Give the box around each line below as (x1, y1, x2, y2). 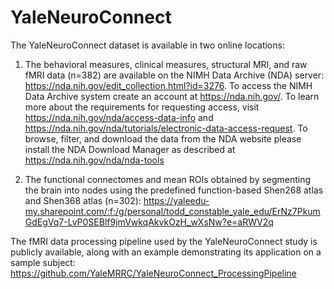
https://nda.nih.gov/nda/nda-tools (24, 154, 165, 166)
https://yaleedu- (143, 194, 210, 206)
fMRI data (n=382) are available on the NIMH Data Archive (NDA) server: (24, 69, 325, 81)
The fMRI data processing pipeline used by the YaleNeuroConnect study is (10, 235, 318, 247)
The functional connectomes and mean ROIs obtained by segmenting (24, 173, 312, 185)
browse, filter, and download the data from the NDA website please (24, 132, 302, 145)
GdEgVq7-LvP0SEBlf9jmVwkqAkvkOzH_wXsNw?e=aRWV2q (24, 216, 274, 228)
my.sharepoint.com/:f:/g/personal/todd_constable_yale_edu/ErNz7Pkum (24, 205, 321, 217)
